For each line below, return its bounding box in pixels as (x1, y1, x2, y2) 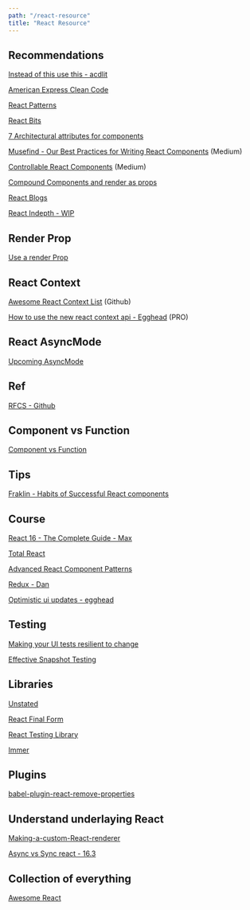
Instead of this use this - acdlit (8, 69, 108, 80)
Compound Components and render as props (8, 178, 158, 187)
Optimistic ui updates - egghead (8, 595, 114, 604)
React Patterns (8, 100, 57, 110)
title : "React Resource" (8, 19, 91, 27)
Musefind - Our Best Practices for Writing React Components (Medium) (8, 146, 243, 156)
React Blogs (8, 193, 48, 203)
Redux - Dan (8, 580, 50, 589)
